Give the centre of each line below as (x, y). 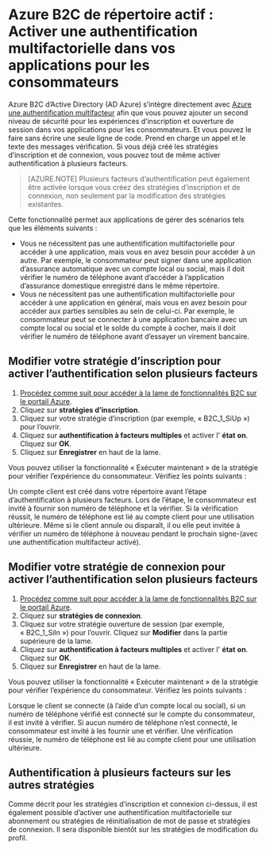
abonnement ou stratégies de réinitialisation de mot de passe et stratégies (129, 821)
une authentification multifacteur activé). (75, 541)
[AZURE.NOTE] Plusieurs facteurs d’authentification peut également (139, 179)
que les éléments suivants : (53, 227)
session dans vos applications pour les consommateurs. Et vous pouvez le (130, 130)
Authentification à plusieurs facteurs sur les (120, 772)
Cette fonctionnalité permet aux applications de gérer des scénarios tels (126, 219)
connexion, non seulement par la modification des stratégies (127, 196)
